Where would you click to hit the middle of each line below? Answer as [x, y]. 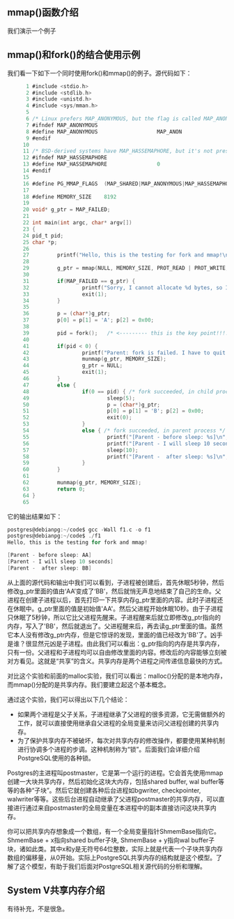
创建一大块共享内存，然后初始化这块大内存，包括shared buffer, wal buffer [113, 781]
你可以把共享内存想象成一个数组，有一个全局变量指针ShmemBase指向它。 [114, 831]
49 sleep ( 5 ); [79, 398]
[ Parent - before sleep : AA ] [49, 555]
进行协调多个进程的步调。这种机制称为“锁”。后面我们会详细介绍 [109, 749]
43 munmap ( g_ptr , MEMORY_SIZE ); [95, 359]
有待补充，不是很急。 [38, 909]
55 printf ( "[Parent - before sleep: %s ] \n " [124, 437]
